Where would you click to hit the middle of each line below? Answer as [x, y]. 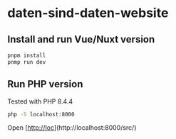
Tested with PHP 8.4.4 [40, 101]
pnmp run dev [27, 62]
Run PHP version [45, 84]
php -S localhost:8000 [41, 114]
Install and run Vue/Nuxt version [81, 39]
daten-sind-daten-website [88, 13]
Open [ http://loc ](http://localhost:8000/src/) [72, 128]
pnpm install [27, 55]
